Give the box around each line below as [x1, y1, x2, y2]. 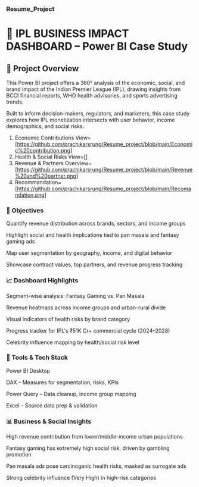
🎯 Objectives [6, 206, 44, 214]
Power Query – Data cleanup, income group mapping [6, 390, 136, 397]
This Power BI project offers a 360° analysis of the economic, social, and [6, 79, 185, 86]
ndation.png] [14, 191, 46, 199]
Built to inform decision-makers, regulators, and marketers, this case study [6, 109, 190, 117]
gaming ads [6, 238, 35, 245]
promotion [6, 451, 32, 458]
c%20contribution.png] [14, 147, 73, 154]
